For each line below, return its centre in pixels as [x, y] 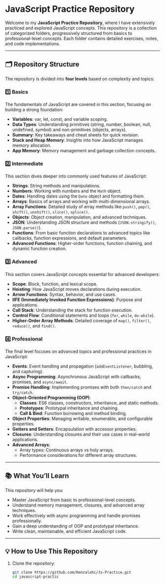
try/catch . [23, 392]
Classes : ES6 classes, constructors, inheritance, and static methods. [89, 403]
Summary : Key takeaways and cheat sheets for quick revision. [75, 135]
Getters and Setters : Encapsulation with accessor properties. [74, 429]
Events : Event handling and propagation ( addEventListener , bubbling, [82, 366]
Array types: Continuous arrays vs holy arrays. [67, 450]
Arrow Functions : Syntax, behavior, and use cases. [64, 294]
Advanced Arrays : [31, 445]
